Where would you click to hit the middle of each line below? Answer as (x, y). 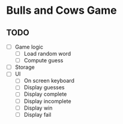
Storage (25, 67)
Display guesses (44, 87)
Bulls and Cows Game (61, 10)
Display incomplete (47, 101)
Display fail (37, 114)
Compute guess (43, 61)
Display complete (45, 94)
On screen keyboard (49, 81)
